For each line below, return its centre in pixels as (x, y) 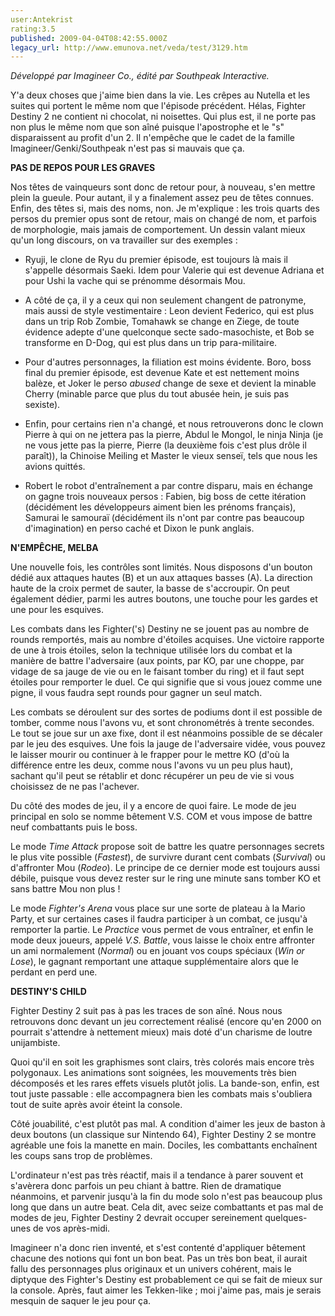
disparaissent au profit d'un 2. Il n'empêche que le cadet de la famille (152, 138)
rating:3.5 (33, 29)
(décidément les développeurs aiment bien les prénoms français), (160, 507)
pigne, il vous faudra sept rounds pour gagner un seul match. (136, 693)
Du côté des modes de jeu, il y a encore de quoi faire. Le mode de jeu (153, 806)
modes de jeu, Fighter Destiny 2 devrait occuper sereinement (136, 1218)
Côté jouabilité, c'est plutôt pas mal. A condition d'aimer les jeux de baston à (168, 1124)
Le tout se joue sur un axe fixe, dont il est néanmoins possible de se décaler (166, 733)
